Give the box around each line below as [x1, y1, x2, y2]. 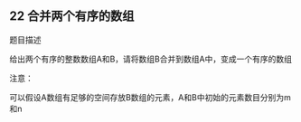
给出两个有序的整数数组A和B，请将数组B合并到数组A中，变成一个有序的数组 [9, 53, 292, 64]
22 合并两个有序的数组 [9, 8, 135, 24]
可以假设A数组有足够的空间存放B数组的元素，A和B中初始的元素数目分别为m [9, 91, 291, 102]
